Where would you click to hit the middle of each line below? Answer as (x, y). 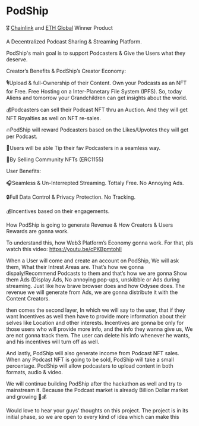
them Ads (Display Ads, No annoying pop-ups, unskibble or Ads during (93, 279)
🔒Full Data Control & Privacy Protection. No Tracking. (71, 197)
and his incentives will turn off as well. (53, 342)
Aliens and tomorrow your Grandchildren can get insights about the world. (97, 98)
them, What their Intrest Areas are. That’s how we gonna (75, 267)
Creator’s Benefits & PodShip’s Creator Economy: (66, 71)
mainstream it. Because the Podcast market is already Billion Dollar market (97, 390)
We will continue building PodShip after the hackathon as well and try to (94, 383)
